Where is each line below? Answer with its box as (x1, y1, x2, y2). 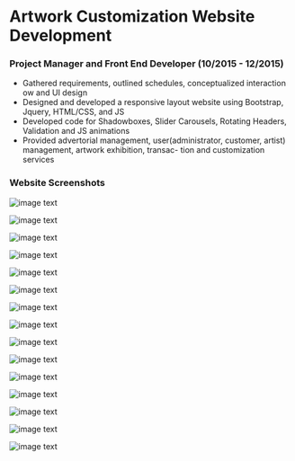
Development (9, 25, 112, 46)
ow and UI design (22, 87, 88, 98)
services (22, 155, 55, 165)
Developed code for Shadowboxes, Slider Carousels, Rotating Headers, (22, 116, 288, 127)
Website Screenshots (9, 177, 105, 190)
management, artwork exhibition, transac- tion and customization (22, 145, 265, 155)
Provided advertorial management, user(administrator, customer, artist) (22, 135, 286, 146)
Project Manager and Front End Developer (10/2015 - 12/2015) (9, 58, 285, 70)
